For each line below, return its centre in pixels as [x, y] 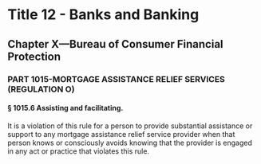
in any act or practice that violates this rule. [78, 151]
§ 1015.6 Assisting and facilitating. [65, 108]
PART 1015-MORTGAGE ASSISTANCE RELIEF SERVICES [116, 79]
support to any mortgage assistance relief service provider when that [121, 134]
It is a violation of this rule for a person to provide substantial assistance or [130, 126]
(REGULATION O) [41, 89]
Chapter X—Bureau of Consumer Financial [116, 44]
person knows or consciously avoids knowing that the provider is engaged [130, 143]
